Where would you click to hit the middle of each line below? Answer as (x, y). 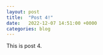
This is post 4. (24, 46)
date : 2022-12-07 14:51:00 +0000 (52, 23)
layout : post (23, 12)
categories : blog (29, 29)
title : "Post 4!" (30, 18)
